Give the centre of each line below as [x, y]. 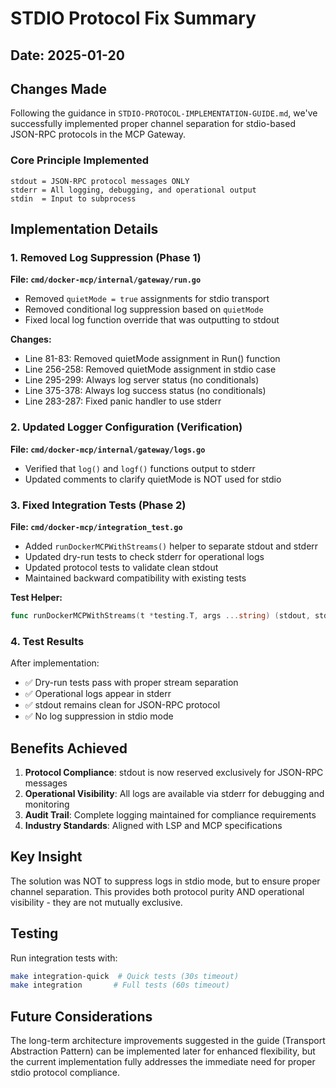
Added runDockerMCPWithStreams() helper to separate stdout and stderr [171, 546]
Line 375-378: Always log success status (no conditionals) [145, 391]
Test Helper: [36, 597]
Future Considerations [81, 1016]
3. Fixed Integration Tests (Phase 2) [98, 505]
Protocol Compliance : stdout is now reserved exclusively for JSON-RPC [174, 772]
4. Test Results [47, 641]
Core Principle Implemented [80, 160]
